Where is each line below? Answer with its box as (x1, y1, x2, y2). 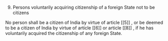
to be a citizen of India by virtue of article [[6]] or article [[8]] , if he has (5, 25, 154, 31)
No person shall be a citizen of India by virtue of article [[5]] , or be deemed (5, 20, 163, 25)
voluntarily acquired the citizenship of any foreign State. (5, 30, 123, 36)
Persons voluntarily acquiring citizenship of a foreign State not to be (12, 5, 155, 10)
